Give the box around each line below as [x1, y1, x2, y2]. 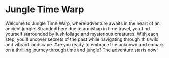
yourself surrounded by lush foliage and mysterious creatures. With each [5, 31, 159, 37]
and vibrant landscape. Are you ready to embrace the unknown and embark [5, 41, 164, 47]
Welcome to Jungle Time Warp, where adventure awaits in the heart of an [5, 20, 160, 26]
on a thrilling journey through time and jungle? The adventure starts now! [5, 47, 158, 53]
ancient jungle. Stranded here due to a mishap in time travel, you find [5, 25, 150, 31]
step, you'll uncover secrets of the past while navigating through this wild [5, 36, 159, 42]
